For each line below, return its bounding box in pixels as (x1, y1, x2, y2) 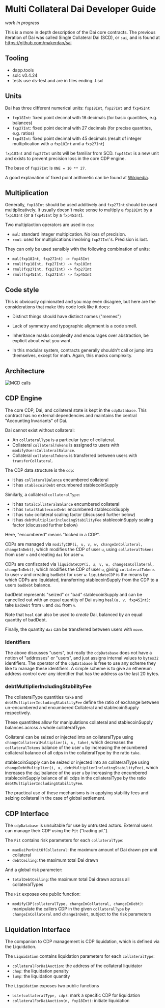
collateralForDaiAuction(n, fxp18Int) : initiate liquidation (12, 998, 130, 1004)
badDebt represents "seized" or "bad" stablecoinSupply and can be (5, 591, 142, 597)
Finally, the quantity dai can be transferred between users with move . (5, 626, 144, 632)
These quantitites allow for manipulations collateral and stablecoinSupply (5, 719, 153, 725)
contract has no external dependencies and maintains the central (5, 412, 137, 418)
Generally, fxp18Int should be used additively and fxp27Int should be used (5, 202, 158, 208)
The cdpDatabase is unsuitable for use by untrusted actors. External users (5, 822, 153, 828)
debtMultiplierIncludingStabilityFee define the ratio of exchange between (5, 699, 160, 705)
